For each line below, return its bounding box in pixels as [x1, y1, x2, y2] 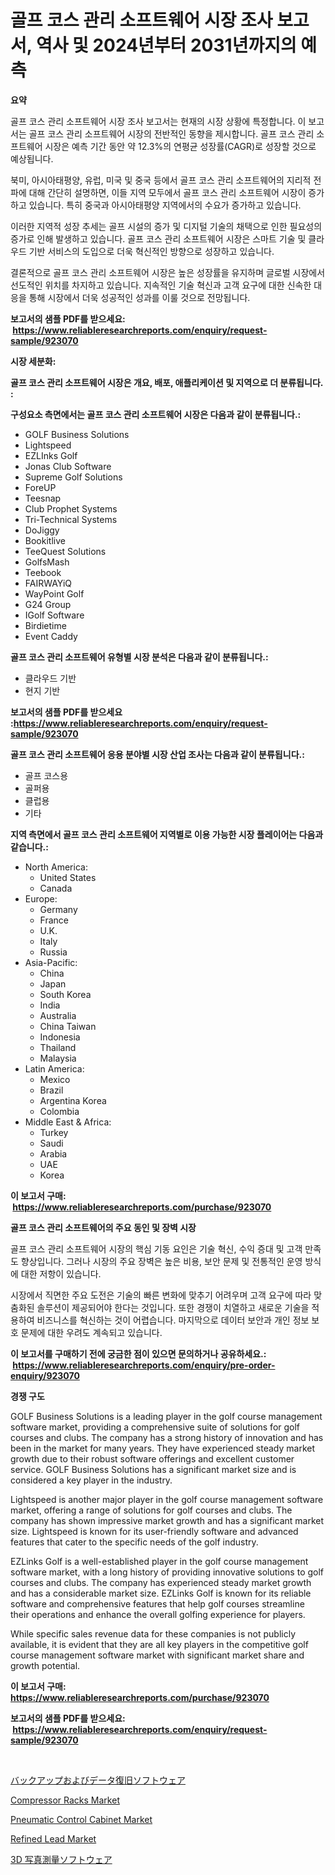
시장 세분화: [10, 355, 57, 367]
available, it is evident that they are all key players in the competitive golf [10, 1638, 309, 1650]
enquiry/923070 [10, 1369, 80, 1381]
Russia [39, 946, 68, 958]
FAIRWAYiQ [24, 577, 73, 589]
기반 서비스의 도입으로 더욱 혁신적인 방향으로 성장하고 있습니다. [28, 245, 275, 257]
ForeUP [24, 481, 57, 493]
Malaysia [39, 1052, 77, 1064]
